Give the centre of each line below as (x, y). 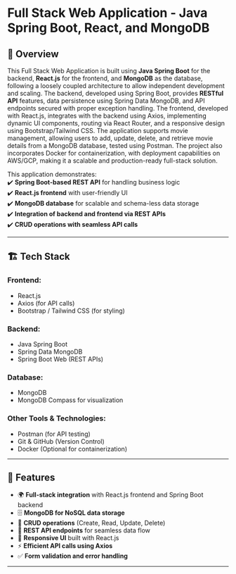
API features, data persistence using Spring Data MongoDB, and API (106, 101)
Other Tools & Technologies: (57, 418)
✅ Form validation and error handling (72, 556)
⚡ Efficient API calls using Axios (65, 546)
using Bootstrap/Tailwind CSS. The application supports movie (98, 131)
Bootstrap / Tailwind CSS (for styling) (71, 311)
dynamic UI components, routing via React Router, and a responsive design (116, 123)
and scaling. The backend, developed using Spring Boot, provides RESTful (115, 93)
